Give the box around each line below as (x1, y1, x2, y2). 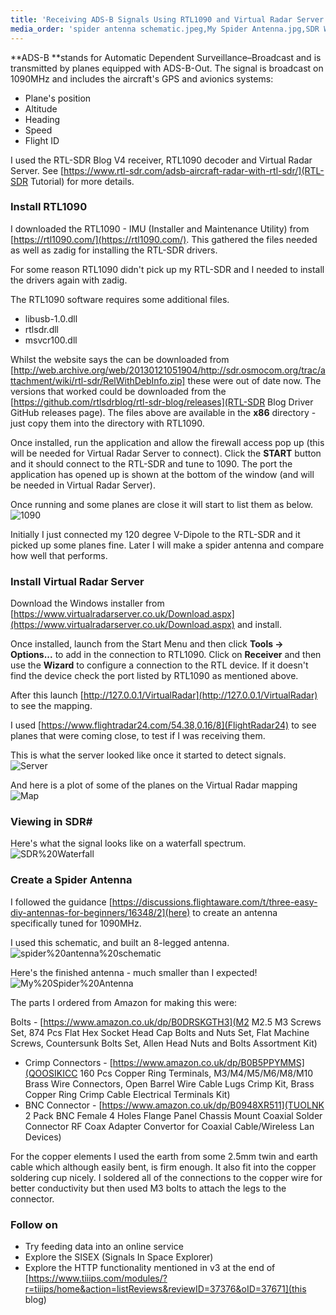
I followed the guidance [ (10, 896, 113, 908)
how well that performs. (10, 549, 108, 561)
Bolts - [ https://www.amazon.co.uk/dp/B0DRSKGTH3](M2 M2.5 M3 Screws (10, 1016, 322, 1028)
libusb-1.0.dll (24, 312, 78, 325)
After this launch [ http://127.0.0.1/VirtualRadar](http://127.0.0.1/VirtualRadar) (10, 689, 318, 701)
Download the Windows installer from (10, 597, 165, 610)
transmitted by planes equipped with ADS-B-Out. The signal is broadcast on (10, 62, 324, 74)
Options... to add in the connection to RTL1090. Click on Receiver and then (10, 649, 322, 661)
